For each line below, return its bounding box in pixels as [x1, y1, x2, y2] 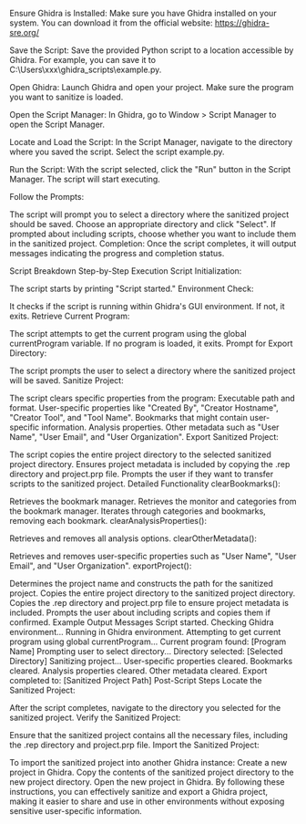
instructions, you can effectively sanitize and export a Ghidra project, [9, 787, 269, 797]
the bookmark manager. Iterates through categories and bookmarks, [9, 506, 266, 516]
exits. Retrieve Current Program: [9, 310, 130, 321]
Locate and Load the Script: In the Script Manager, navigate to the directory [9, 137, 293, 147]
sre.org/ [9, 27, 39, 37]
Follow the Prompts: [9, 192, 85, 202]
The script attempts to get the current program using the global [9, 329, 248, 339]
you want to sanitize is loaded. [9, 91, 124, 102]
